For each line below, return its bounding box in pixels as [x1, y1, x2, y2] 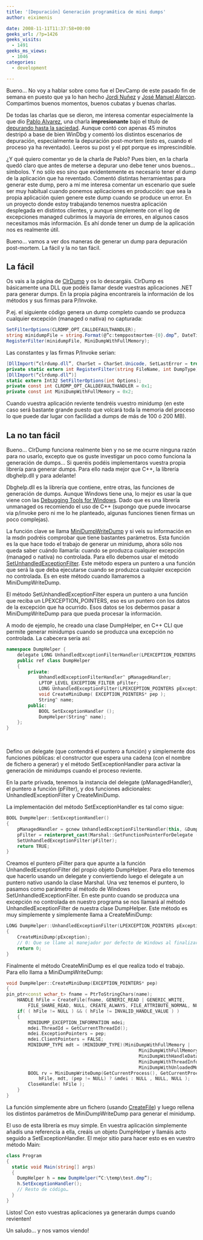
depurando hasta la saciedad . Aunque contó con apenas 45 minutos [6, 124, 176, 131]
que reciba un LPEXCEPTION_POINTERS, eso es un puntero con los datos [6, 597, 190, 604]
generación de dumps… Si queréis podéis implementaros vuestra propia [6, 459, 186, 466]
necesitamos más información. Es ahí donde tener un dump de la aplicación [6, 219, 195, 227]
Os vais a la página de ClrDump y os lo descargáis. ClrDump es [6, 278, 164, 285]
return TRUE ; [17, 843, 50, 849]
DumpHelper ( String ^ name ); [38, 713, 107, 720]
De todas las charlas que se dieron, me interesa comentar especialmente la [6, 111, 194, 119]
